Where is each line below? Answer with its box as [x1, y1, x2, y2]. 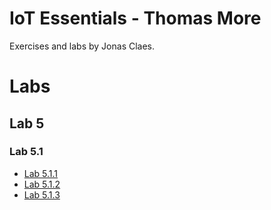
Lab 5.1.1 [23, 167, 59, 179]
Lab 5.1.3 [23, 188, 61, 201]
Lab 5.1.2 [23, 178, 61, 190]
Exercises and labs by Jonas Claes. [9, 40, 156, 52]
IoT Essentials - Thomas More [9, 7, 262, 30]
